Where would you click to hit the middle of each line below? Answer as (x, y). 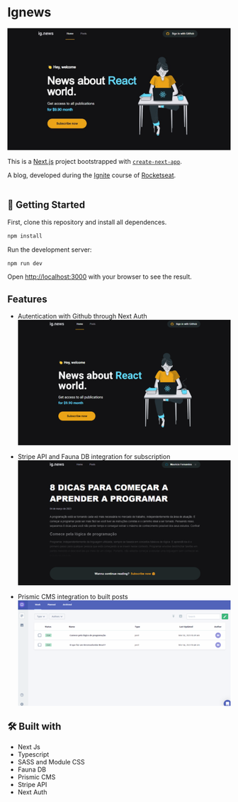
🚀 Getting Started (46, 205)
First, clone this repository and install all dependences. (87, 222)
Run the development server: (50, 250)
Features (27, 299)
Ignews (29, 12)
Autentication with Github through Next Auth (82, 316)
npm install (25, 236)
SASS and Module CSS (51, 762)
